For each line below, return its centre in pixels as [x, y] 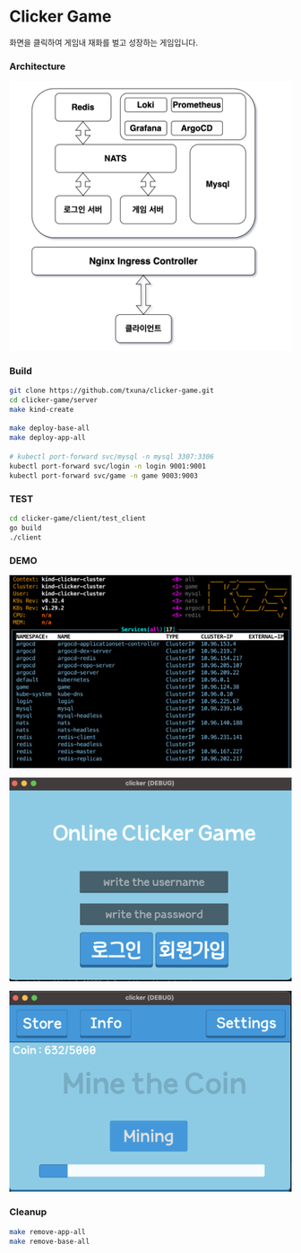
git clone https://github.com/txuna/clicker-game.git [112, 390]
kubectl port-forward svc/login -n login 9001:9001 [107, 466]
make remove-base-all [50, 1241]
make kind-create [42, 409]
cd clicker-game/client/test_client [77, 518]
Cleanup [28, 1212]
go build [26, 528]
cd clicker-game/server [54, 400]
